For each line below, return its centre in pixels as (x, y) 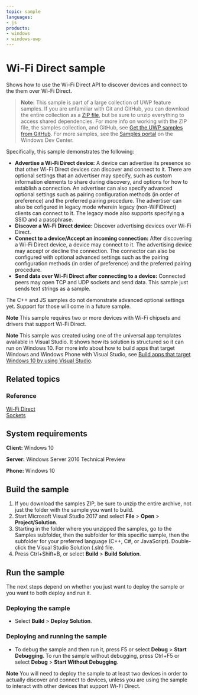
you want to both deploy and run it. (49, 593)
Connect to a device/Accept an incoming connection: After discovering (103, 238)
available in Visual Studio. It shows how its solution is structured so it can (95, 342)
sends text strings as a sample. (52, 288)
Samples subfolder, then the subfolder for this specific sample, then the (102, 535)
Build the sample (38, 489)
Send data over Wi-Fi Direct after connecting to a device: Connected (100, 276)
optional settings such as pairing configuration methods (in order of (97, 194)
